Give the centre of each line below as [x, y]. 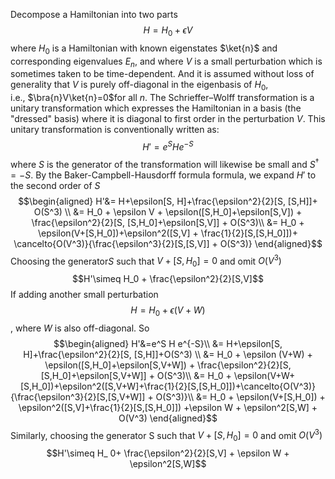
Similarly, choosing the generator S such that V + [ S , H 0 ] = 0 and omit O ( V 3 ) [166, 435]
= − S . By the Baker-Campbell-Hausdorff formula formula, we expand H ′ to [163, 175]
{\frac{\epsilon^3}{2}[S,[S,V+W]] [78, 396]
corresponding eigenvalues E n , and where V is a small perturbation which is [166, 62]
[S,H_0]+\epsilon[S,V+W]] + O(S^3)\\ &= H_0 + [136, 375]
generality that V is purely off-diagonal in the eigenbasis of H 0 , [139, 86]
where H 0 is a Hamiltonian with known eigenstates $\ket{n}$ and [144, 49]
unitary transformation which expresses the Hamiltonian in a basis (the [156, 108]
